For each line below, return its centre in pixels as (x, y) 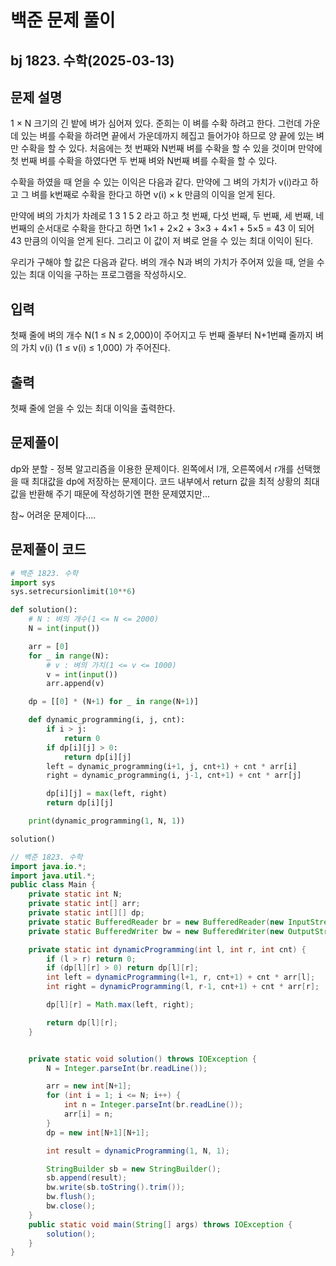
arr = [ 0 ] (49, 646)
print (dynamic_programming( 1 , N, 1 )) (107, 821)
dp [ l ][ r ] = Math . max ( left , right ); (120, 1005)
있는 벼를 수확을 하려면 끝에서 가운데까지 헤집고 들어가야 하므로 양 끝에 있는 (167, 136)
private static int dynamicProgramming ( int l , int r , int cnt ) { (167, 949)
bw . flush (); (71, 1197)
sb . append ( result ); (87, 1178)
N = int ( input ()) (64, 629)
